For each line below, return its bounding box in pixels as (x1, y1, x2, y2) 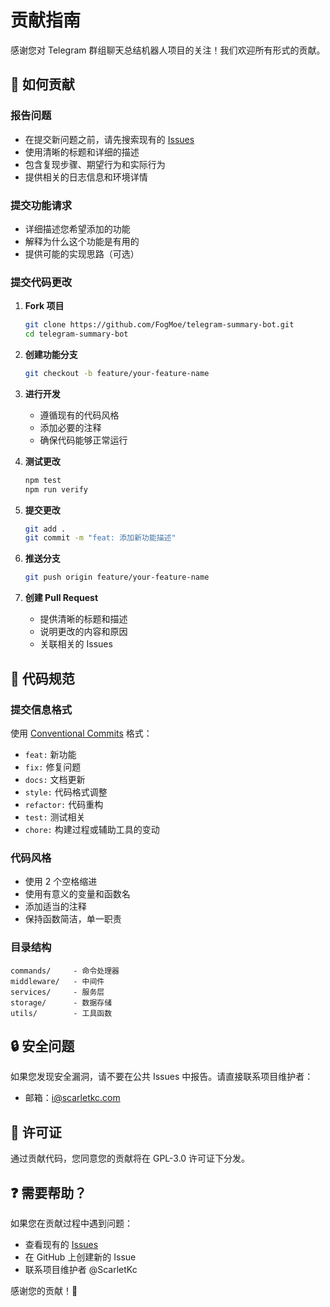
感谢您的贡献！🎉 (10, 1284, 78, 1296)
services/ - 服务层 (10, 987, 105, 997)
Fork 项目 (24, 300, 65, 312)
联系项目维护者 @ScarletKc (24, 1263, 138, 1275)
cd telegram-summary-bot (24, 329, 129, 340)
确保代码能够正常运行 (39, 434, 128, 446)
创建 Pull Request (24, 592, 99, 604)
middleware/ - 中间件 (10, 976, 105, 986)
